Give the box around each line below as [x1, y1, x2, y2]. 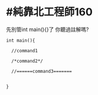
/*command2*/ [11, 58, 43, 64]
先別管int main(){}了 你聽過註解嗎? [6, 26, 89, 33]
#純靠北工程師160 [6, 5, 93, 19]
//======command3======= [11, 68, 72, 74]
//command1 [11, 48, 38, 53]
